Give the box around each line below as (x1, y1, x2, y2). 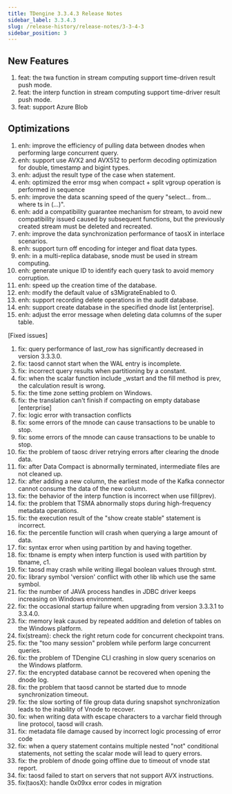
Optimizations (8, 123, 70, 135)
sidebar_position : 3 (8, 29, 68, 37)
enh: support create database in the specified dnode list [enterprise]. (17, 303, 215, 312)
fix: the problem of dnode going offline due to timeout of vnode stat (17, 756, 210, 765)
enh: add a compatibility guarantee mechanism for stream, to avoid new (17, 207, 223, 215)
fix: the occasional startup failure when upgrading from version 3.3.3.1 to (17, 602, 224, 610)
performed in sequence (17, 185, 86, 194)
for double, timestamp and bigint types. (17, 163, 130, 172)
